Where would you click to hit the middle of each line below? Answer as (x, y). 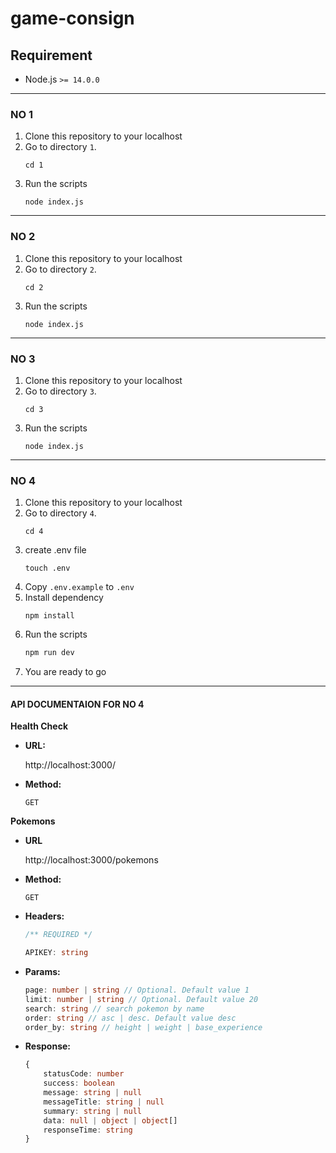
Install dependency (64, 598)
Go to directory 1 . (60, 147)
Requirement (51, 55)
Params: (42, 972)
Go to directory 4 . (60, 513)
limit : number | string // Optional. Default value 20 (141, 999)
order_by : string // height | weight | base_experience (143, 1027)
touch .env (47, 568)
